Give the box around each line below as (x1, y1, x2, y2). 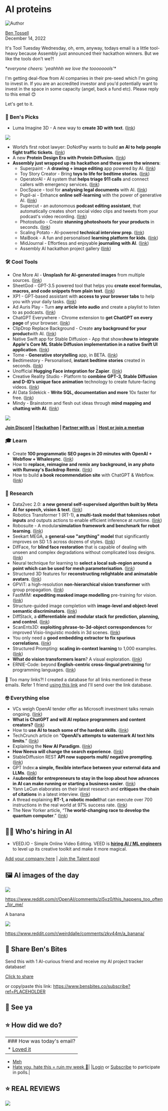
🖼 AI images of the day (5, 871, 79, 879)
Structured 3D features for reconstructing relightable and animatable (12, 571, 157, 577)
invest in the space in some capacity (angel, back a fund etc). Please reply (5, 85, 159, 91)
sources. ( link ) (12, 277, 42, 283)
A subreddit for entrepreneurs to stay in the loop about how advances (12, 775, 159, 781)
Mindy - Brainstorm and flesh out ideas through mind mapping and (12, 400, 151, 406)
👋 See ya (5, 1003, 33, 1011)
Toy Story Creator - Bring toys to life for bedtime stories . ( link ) (19, 171, 150, 177)
